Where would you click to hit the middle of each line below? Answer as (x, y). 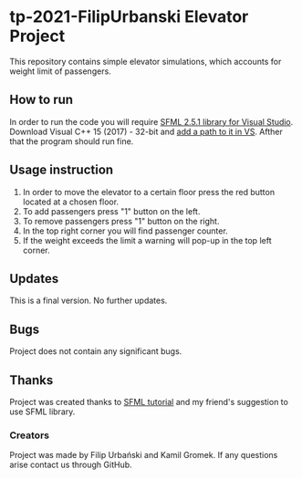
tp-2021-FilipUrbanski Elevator (129, 17)
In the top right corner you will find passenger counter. (125, 231)
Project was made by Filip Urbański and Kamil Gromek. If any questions (144, 455)
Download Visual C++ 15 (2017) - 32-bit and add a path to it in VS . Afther (146, 131)
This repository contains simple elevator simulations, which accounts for (146, 61)
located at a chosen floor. (71, 202)
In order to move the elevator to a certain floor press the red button (149, 192)
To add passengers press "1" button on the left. (111, 211)
